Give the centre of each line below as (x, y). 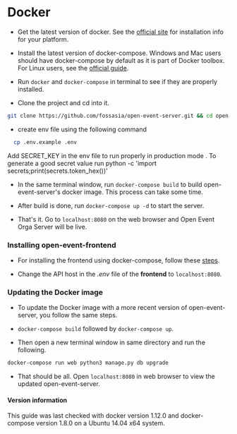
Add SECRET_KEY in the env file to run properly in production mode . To (112, 155)
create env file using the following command (82, 129)
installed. (31, 89)
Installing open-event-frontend (62, 245)
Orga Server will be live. (52, 227)
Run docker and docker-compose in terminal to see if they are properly (117, 81)
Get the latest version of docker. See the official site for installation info (121, 32)
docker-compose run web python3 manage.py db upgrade (88, 363)
